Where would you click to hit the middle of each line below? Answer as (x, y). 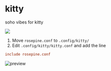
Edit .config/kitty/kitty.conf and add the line (59, 45)
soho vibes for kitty (24, 22)
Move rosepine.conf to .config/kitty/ (50, 40)
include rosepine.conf (28, 54)
